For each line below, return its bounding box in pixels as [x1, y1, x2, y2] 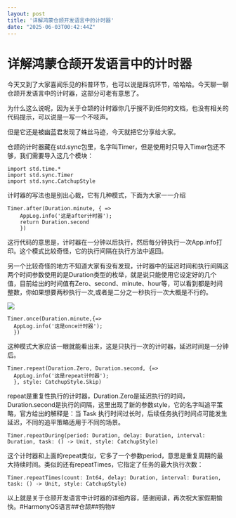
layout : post [7, 10, 46, 18]
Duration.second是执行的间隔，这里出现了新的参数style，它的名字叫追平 [7, 401, 217, 409]
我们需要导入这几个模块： [19, 152, 93, 160]
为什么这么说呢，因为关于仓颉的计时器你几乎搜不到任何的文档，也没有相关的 [7, 104, 229, 112]
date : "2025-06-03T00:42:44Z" [7, 23, 96, 30]
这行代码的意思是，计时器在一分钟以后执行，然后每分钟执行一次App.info [7, 238, 216, 247]
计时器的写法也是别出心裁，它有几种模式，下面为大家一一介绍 [7, 191, 186, 200]
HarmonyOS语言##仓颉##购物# [23, 503, 116, 511]
